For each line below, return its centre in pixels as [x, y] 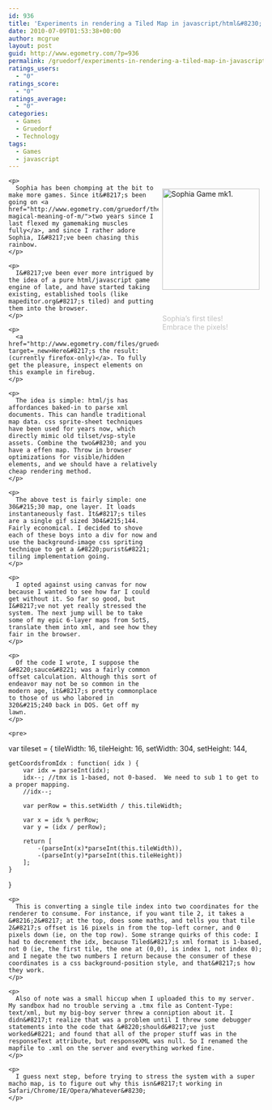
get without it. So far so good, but [72, 599]
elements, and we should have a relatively [83, 465]
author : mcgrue [34, 38]
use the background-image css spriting [76, 542]
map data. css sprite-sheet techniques [76, 422]
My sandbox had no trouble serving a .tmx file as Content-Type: [121, 1006]
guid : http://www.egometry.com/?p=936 [74, 53]
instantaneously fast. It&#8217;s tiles [78, 514]
